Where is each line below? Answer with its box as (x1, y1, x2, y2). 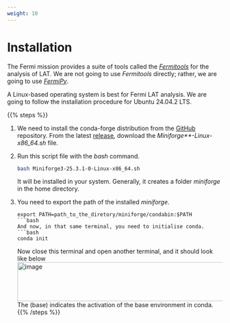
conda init (16, 235, 49, 242)
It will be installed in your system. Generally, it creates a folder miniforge (16, 178, 220, 186)
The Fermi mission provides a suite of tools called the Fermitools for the (7, 62, 209, 71)
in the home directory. (16, 184, 80, 193)
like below (16, 254, 46, 263)
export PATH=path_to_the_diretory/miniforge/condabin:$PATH (16, 211, 192, 218)
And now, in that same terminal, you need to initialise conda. (16, 224, 205, 230)
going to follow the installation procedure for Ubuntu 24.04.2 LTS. (7, 97, 192, 106)
